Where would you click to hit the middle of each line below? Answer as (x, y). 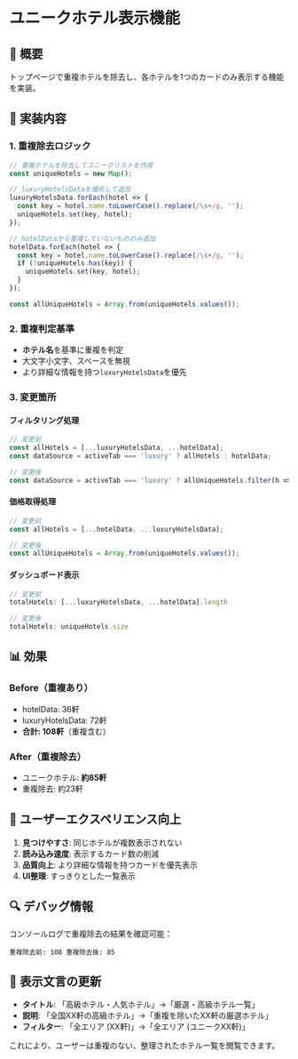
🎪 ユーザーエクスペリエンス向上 (95, 819)
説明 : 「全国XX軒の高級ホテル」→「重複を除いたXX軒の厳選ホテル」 (147, 1015)
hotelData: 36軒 (51, 709)
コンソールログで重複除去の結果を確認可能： (91, 934)
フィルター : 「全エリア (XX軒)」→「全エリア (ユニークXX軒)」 (136, 1027)
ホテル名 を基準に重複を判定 (73, 350)
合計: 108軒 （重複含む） (66, 731)
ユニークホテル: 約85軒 (64, 778)
